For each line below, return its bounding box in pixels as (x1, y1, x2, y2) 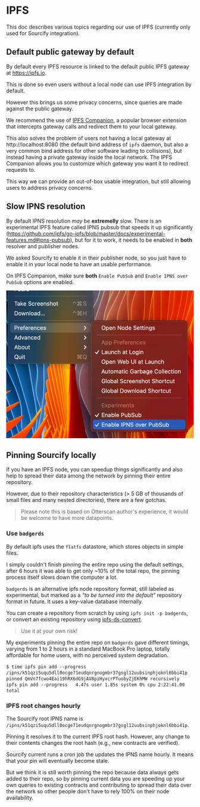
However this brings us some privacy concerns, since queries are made (6, 98, 183, 106)
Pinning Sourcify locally (6, 450, 96, 460)
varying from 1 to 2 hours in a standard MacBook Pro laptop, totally (6, 645, 170, 652)
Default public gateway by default (6, 47, 135, 57)
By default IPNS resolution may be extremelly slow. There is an (6, 217, 162, 224)
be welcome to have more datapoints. (20, 515, 114, 522)
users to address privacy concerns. (6, 184, 93, 191)
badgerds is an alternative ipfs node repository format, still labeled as (6, 585, 174, 592)
